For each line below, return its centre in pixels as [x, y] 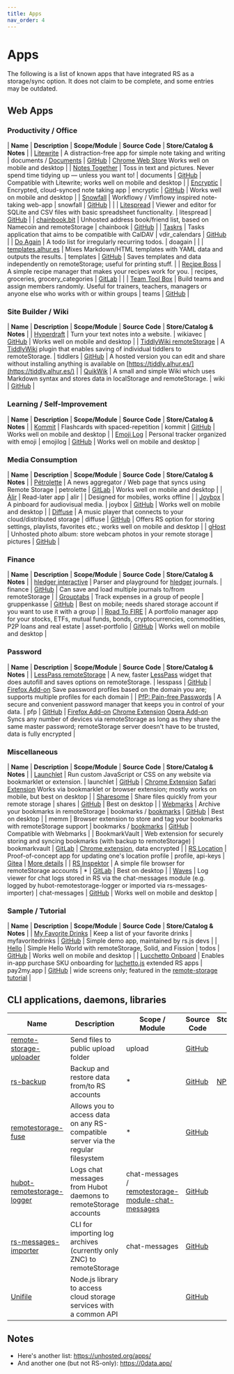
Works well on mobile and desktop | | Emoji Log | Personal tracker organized [117, 434]
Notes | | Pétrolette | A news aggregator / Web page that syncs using [107, 482]
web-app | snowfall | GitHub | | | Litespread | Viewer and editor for [122, 205]
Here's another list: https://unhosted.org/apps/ [84, 1355]
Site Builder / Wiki [38, 312]
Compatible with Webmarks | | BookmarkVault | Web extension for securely [115, 833]
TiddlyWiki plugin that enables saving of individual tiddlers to [95, 349]
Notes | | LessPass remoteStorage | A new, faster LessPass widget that [110, 674]
